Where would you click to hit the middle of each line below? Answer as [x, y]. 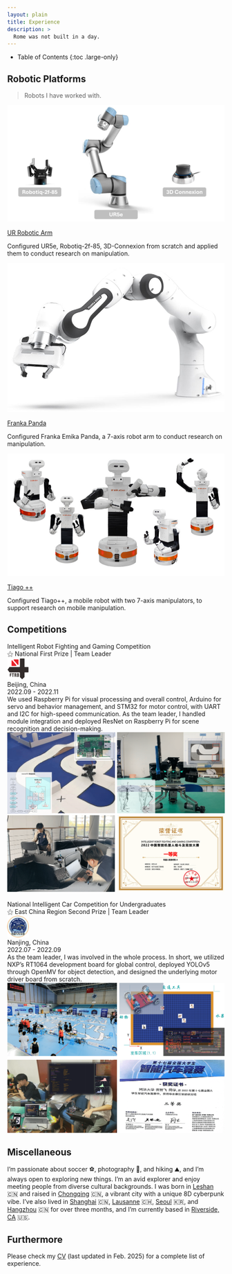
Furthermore [35, 1239]
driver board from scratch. [45, 979]
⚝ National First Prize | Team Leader [59, 654]
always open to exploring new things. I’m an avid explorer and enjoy [104, 1179]
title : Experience [33, 22]
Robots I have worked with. [62, 96]
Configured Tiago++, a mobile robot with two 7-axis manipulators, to [105, 601]
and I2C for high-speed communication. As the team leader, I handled [106, 714]
